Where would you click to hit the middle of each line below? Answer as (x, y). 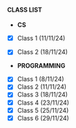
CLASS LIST (25, 10)
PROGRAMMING (41, 66)
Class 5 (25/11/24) (43, 110)
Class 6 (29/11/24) (43, 118)
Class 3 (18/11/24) (42, 95)
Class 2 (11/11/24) (42, 87)
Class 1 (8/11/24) (40, 79)
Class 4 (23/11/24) (43, 103)
